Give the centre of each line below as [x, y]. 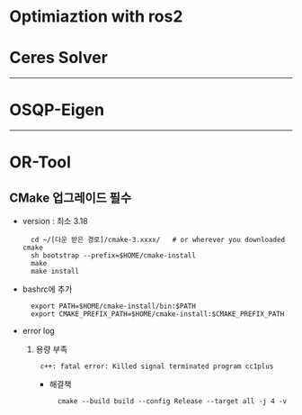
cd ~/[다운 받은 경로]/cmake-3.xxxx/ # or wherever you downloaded [158, 240]
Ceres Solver [58, 58]
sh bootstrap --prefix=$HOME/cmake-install [113, 256]
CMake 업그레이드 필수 [71, 198]
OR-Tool [40, 162]
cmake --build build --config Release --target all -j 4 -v [172, 401]
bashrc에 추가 [47, 289]
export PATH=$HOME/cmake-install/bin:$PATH [113, 307]
